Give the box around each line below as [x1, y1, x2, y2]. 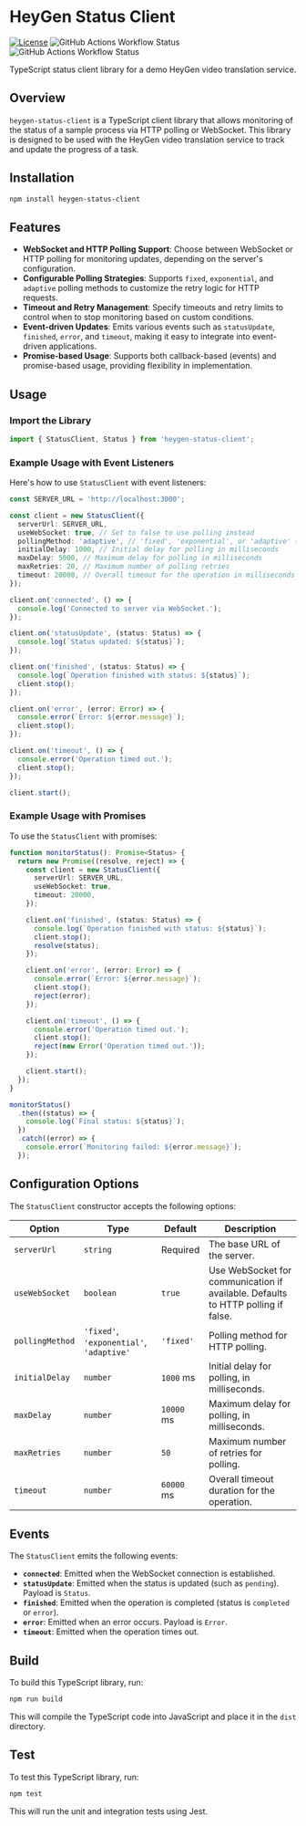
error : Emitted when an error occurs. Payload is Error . [22, 1617, 228, 1628]
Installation [9, 171, 75, 186]
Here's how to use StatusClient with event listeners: [9, 477, 207, 488]
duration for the [208, 1484, 276, 1497]
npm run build [9, 1695, 64, 1704]
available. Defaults [208, 1287, 288, 1299]
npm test [9, 1789, 43, 1799]
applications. [48, 340, 97, 352]
